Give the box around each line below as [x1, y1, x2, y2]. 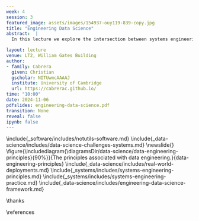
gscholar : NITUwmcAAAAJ [11, 75, 70, 81]
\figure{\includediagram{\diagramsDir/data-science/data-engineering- [6, 148, 179, 155]
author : [6, 58, 25, 64]
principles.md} [6, 173, 42, 180]
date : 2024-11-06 [6, 97, 49, 103]
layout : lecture [6, 47, 46, 53]
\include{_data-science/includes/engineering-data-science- [38, 179, 186, 187]
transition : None [6, 108, 49, 113]
